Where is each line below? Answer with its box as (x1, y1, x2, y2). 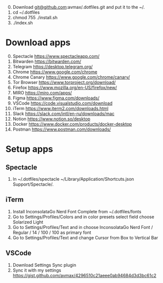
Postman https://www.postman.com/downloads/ (12, 126, 111, 132)
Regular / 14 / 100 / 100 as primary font (12, 229, 91, 235)
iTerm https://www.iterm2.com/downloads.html (12, 105, 109, 111)
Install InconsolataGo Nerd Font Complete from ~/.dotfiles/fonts (12, 208, 141, 214)
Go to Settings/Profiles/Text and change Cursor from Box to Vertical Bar (12, 234, 159, 240)
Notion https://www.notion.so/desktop (12, 115, 90, 122)
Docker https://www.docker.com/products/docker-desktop (12, 121, 132, 127)
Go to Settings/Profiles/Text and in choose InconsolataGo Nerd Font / (12, 224, 153, 230)
